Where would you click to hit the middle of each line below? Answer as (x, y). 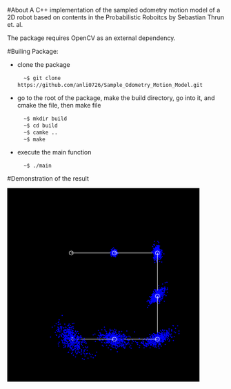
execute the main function (54, 152)
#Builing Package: (33, 51)
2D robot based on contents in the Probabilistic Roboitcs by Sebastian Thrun (116, 17)
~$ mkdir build (46, 119)
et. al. (15, 24)
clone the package (43, 64)
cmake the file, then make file (59, 105)
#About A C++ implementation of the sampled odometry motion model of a (114, 10)
